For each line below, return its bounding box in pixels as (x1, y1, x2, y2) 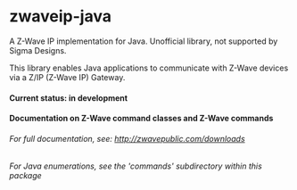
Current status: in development (9, 92, 128, 103)
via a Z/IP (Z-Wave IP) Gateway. (9, 71, 126, 82)
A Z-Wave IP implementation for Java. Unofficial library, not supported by (9, 36, 278, 46)
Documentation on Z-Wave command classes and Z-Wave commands (9, 113, 274, 124)
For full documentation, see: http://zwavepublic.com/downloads (9, 133, 245, 144)
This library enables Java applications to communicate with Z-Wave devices (9, 62, 289, 73)
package (9, 170, 42, 181)
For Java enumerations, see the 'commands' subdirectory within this (9, 161, 263, 171)
